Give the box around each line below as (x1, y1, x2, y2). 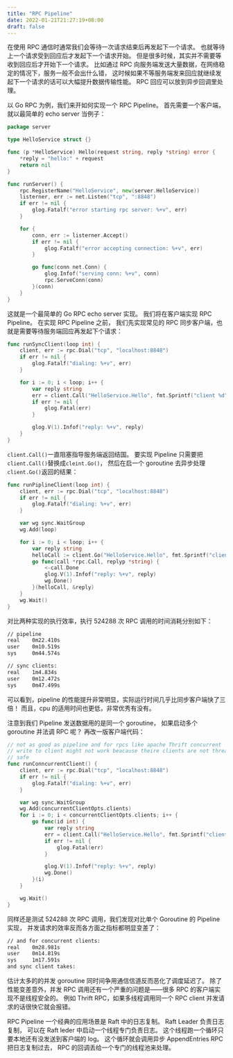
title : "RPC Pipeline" (7, 10, 73, 17)
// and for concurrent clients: (7, 937, 101, 944)
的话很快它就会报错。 (12, 1002, 74, 1011)
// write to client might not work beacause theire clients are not (7, 748, 209, 755)
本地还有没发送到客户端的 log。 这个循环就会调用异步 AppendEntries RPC (12, 1035, 223, 1043)
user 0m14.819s (7, 950, 60, 957)
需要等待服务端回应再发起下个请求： (19, 327, 123, 335)
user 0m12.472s (7, 675, 60, 682)
